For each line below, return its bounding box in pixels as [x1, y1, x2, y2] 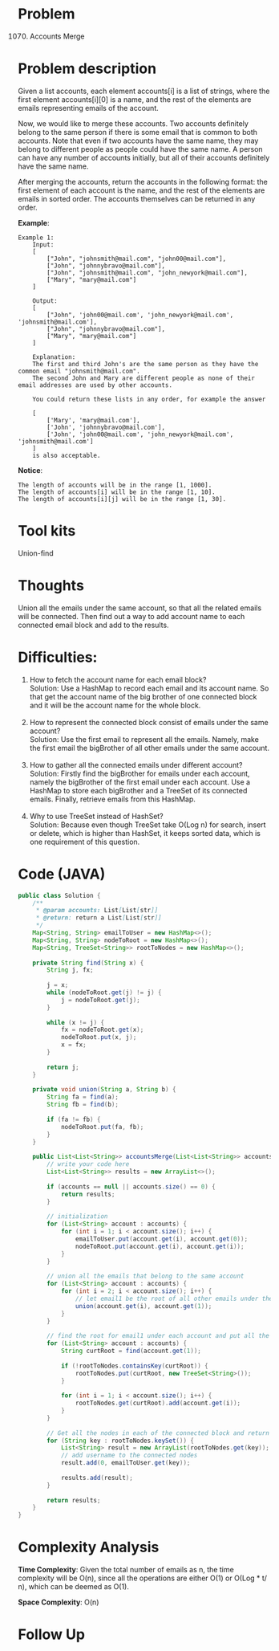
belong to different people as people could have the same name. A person [18, 144, 264, 153]
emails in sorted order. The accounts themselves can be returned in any [18, 194, 256, 203]
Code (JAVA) [18, 865, 106, 883]
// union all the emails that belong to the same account [46, 1272, 245, 1281]
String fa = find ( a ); [46, 1093, 119, 1101]
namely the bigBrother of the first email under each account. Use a [29, 777, 251, 787]
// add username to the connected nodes [60, 1451, 198, 1460]
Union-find [18, 548, 54, 558]
